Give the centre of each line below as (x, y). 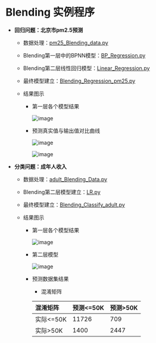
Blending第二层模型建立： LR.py (62, 192)
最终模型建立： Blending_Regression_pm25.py (79, 81)
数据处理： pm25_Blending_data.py (65, 43)
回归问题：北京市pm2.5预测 (49, 30)
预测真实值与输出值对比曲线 (66, 130)
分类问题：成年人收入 (40, 166)
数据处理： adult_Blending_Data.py (65, 179)
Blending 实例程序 (50, 12)
